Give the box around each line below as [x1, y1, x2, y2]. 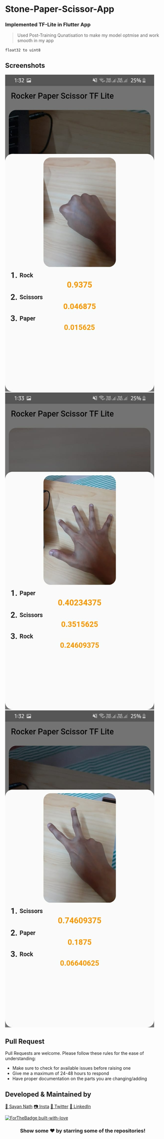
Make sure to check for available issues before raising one [12, 1065, 131, 1071]
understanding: [5, 1056, 36, 1062]
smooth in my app [17, 38, 54, 44]
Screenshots [5, 61, 45, 70]
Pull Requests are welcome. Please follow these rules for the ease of [5, 1050, 144, 1056]
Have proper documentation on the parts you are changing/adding [12, 1076, 147, 1082]
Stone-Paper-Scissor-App [5, 3, 115, 15]
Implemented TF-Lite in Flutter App [5, 21, 91, 28]
